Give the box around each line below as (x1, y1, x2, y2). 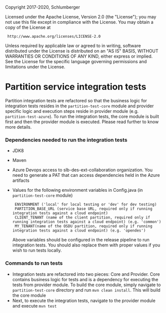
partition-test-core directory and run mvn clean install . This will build (12, 287, 161, 293)
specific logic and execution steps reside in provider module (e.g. (5, 108, 139, 114)
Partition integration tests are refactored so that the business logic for (5, 97, 147, 103)
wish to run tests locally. (12, 247, 62, 253)
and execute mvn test (12, 303, 57, 309)
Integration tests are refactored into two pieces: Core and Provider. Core (12, 271, 160, 277)
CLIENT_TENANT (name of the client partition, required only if (14, 215, 150, 220)
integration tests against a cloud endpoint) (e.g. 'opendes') (12, 228, 146, 233)
